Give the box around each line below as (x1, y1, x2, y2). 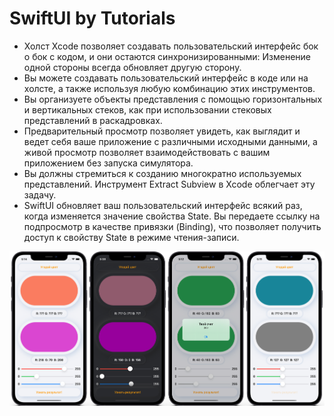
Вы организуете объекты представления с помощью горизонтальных (23, 93, 323, 105)
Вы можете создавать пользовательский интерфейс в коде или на (23, 72, 309, 84)
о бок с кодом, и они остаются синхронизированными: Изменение (23, 50, 311, 62)
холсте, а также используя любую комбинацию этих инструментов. (23, 82, 316, 94)
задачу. (23, 188, 57, 201)
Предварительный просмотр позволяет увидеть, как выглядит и (23, 125, 301, 137)
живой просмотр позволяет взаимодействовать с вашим (23, 146, 271, 158)
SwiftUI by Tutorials (9, 7, 176, 30)
